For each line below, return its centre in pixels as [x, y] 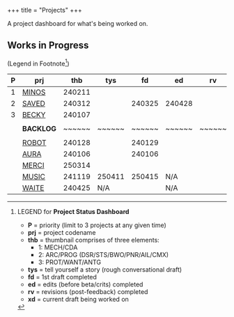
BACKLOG [39, 129]
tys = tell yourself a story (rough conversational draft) [105, 270]
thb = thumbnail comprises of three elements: [94, 240]
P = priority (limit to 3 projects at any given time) [97, 225]
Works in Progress [48, 46]
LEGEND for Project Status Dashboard [73, 212]
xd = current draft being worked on [78, 300]
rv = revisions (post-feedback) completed [88, 292]
